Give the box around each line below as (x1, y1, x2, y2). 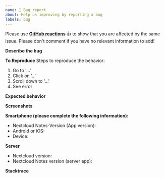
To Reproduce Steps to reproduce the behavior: (5, 57, 105, 64)
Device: (12, 133, 29, 139)
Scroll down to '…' (12, 78, 50, 84)
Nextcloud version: (12, 153, 52, 159)
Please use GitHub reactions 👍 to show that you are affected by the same (5, 31, 160, 37)
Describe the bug (5, 48, 42, 54)
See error (12, 84, 33, 90)
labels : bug (5, 17, 30, 22)
